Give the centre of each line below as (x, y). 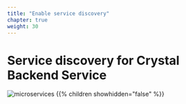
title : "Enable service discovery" (58, 13)
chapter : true (28, 20)
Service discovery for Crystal (93, 60)
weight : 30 (23, 26)
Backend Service (57, 75)
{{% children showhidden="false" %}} (110, 94)
